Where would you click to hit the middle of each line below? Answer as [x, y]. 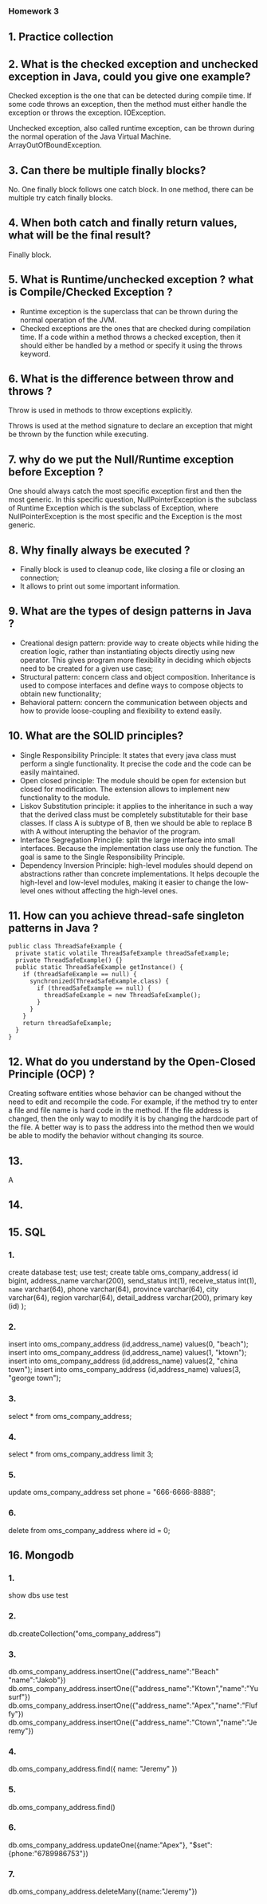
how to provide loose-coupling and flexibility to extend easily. [121, 711]
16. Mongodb [41, 1556]
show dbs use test [39, 1595]
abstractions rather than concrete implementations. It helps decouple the [139, 873]
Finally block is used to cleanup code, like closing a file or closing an [132, 569]
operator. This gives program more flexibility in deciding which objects [135, 660]
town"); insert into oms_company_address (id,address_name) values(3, [125, 1370]
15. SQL [27, 1232]
